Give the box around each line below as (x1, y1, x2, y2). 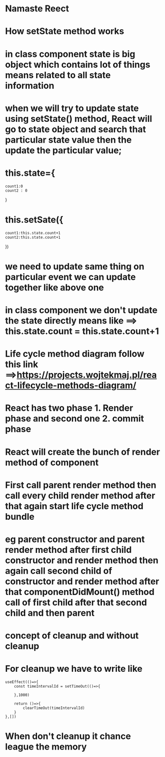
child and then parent (5, 607, 95, 618)
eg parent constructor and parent (5, 534, 145, 545)
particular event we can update (5, 271, 136, 282)
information (5, 80, 54, 91)
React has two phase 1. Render (5, 402, 133, 414)
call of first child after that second (5, 596, 147, 608)
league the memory (5, 741, 87, 753)
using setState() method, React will (5, 113, 152, 124)
